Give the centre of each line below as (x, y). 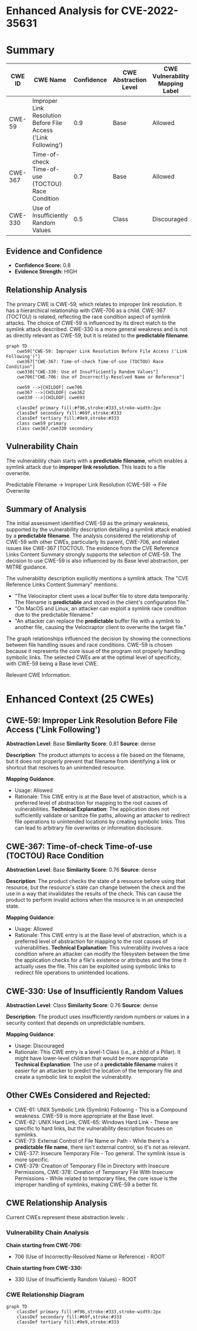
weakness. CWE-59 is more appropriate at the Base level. (84, 1116)
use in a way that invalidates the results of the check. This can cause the (94, 894)
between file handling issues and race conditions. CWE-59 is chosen (89, 645)
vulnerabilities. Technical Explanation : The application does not (92, 809)
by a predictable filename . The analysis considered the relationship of (91, 536)
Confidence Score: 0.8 (43, 265)
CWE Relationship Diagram (45, 1295)
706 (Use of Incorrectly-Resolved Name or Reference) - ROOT (90, 1256)
